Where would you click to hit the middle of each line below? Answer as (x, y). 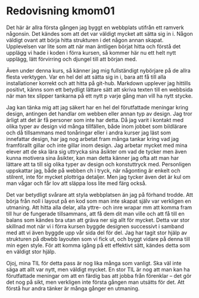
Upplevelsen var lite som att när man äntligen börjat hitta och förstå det (94, 46)
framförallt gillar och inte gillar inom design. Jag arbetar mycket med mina (97, 145)
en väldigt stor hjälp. (31, 252)
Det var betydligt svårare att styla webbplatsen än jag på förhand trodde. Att (100, 195)
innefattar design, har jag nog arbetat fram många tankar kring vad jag (93, 139)
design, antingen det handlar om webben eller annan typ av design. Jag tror (99, 114)
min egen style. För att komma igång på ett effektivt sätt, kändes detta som (98, 245)
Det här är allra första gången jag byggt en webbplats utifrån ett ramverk (95, 27)
